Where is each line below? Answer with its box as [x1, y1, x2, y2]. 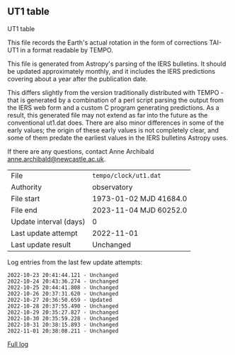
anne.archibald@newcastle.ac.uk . [7, 154, 106, 163]
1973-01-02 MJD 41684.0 [91, 193, 188, 203]
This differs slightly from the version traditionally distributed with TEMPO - [7, 88, 224, 96]
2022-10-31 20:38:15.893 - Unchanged [7, 321, 119, 328]
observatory [91, 182, 133, 192]
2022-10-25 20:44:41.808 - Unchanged [7, 283, 119, 291]
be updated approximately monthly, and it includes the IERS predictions [7, 67, 216, 75]
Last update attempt [11, 228, 78, 238]
